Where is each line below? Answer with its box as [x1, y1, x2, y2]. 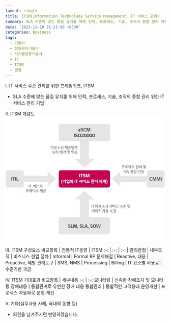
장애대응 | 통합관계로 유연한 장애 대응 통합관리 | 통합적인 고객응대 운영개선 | [10, 283, 160, 289]
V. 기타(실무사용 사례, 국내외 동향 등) [5, 300, 78, 306]
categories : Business [5, 30, 51, 35]
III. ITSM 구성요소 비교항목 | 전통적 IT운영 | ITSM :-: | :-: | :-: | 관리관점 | [5, 246, 149, 253]
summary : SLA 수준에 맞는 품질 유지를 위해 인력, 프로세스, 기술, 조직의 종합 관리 [5, 19, 159, 24]
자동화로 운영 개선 [18, 289, 54, 295]
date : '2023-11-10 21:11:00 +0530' [5, 24, 81, 30]
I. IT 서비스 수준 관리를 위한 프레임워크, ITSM [5, 83, 95, 89]
